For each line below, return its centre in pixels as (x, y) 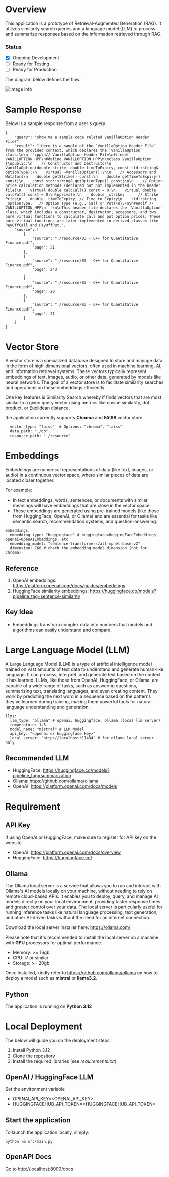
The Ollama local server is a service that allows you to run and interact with (83, 886)
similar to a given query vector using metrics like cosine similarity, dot (77, 403)
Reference (22, 568)
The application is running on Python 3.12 (49, 1006)
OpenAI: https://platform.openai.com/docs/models (65, 786)
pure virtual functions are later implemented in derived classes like (82, 221)
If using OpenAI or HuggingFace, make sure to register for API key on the (81, 837)
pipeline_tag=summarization (42, 775)
